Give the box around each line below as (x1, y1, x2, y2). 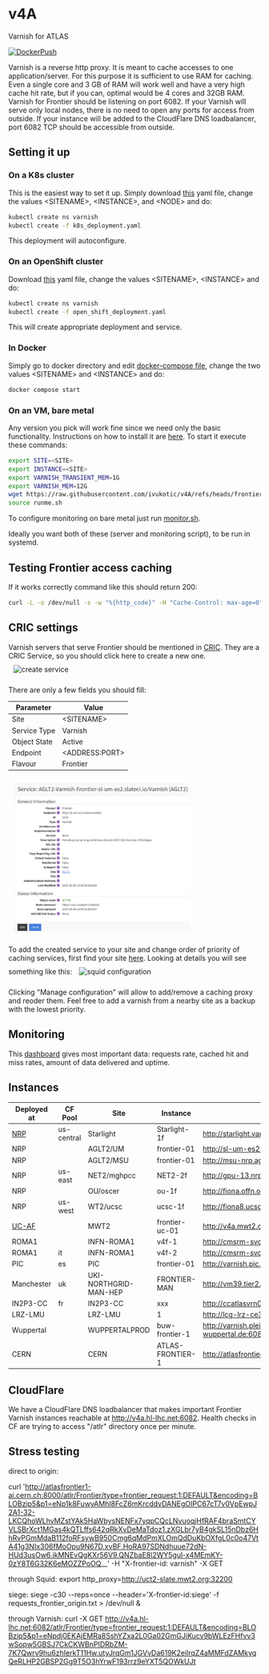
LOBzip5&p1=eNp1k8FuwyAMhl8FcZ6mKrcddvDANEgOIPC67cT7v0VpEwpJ (8, 1499, 258, 1509)
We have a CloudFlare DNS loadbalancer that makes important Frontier (8, 1405, 243, 1415)
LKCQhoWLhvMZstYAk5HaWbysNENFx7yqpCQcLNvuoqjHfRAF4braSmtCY (8, 1516, 256, 1525)
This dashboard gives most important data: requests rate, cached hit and (8, 1049, 249, 1059)
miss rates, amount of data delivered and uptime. (8, 1057, 171, 1067)
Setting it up (8, 145, 70, 159)
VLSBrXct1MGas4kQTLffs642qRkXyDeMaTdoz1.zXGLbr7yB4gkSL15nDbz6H (8, 1524, 259, 1534)
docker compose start (8, 386, 81, 394)
